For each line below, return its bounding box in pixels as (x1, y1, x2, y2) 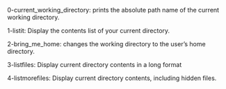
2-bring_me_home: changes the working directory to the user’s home (7, 40, 207, 48)
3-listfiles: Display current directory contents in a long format (7, 61, 182, 68)
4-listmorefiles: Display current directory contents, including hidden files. (7, 74, 217, 82)
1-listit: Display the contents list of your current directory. (7, 27, 170, 34)
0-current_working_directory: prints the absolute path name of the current (7, 6, 220, 14)
